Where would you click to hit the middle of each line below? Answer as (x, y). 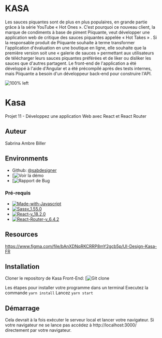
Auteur (16, 132)
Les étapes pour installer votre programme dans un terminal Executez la (77, 288)
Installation (22, 267)
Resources (22, 235)
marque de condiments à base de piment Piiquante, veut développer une (77, 32)
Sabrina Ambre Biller (25, 143)
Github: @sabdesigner (34, 170)
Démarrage (22, 308)
